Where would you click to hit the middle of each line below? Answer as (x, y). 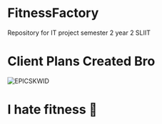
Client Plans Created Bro (81, 61)
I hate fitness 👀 (52, 109)
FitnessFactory (53, 13)
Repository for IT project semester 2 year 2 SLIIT (79, 33)
